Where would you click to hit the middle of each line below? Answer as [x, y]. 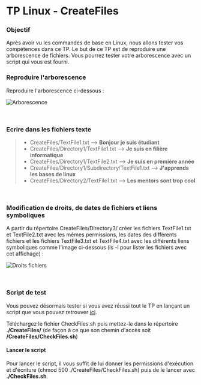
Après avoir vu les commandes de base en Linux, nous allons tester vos [95, 43]
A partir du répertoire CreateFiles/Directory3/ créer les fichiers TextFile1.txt [99, 228]
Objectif [18, 30]
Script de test [26, 293]
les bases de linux [53, 175]
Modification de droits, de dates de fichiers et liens [82, 208]
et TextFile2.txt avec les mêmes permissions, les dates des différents [91, 234]
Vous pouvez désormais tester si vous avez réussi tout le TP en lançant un [98, 306]
